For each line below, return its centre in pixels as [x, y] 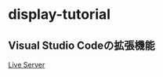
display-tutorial [60, 15]
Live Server [27, 65]
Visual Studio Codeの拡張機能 [81, 45]
